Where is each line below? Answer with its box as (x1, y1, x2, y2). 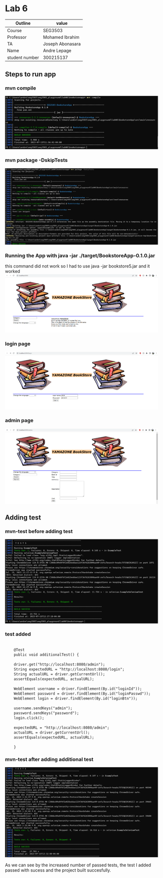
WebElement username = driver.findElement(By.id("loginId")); (14, 686, 142, 691)
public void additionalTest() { (14, 652, 79, 657)
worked (5, 269, 20, 274)
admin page (5, 417, 34, 424)
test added (5, 631, 31, 638)
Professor (7, 34, 27, 40)
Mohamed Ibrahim (43, 34, 80, 40)
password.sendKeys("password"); (14, 711, 79, 716)
